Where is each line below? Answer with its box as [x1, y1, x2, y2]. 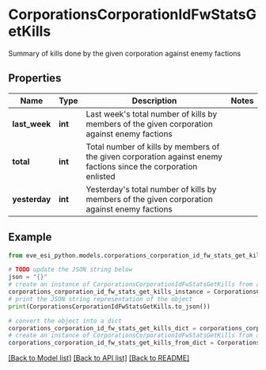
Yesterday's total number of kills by [85, 184, 217, 195]
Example [8, 231, 52, 244]
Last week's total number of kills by [85, 109, 218, 120]
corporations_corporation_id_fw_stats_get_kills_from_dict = [8, 339, 215, 347]
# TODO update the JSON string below [8, 265, 133, 274]
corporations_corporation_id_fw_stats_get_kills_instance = [8, 288, 211, 296]
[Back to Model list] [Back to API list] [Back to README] [8, 353, 190, 363]
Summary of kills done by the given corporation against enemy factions [8, 48, 241, 58]
